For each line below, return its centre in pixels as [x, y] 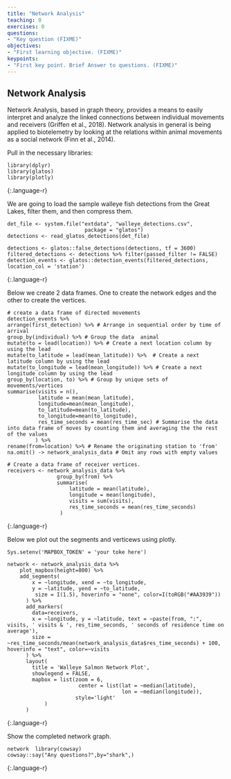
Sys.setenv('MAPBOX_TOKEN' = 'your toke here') [77, 552]
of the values [28, 434]
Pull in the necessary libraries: [50, 153]
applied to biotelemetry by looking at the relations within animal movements [115, 132]
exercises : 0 [26, 26]
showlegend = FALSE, [62, 674]
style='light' [95, 698]
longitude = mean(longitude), [112, 495]
